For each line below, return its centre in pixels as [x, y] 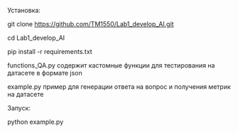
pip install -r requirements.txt [50, 52]
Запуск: [19, 108]
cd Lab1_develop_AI [36, 38]
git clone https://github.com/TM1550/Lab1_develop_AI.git [91, 24]
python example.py [36, 122]
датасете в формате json [45, 73]
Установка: [24, 10]
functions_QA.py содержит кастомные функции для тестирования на [111, 65]
